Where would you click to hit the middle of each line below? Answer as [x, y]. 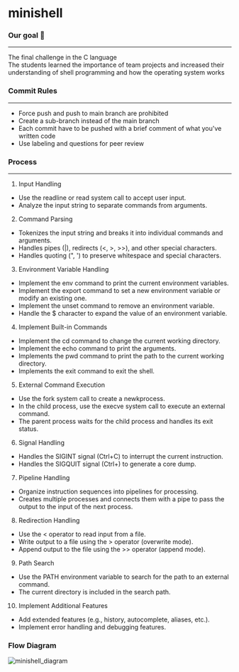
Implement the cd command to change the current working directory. [119, 341]
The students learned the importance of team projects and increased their [116, 65]
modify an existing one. [52, 298]
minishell [35, 13]
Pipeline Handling [44, 478]
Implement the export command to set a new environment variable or [119, 291]
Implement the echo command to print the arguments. [97, 348]
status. [28, 429]
